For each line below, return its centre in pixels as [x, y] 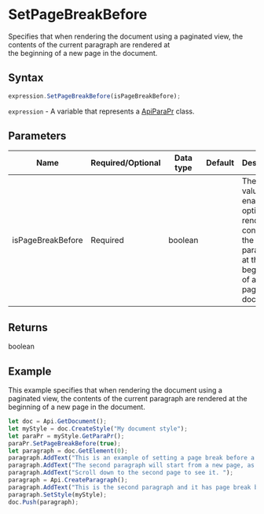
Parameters [37, 136]
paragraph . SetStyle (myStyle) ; [58, 494]
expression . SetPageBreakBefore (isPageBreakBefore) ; [94, 96]
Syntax [26, 78]
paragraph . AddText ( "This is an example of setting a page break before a [132, 458]
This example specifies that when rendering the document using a [115, 390]
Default [220, 163]
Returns [28, 328]
